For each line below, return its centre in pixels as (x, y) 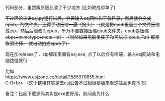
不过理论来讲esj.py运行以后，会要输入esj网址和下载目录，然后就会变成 (78, 18)
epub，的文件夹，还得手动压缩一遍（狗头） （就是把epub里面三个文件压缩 (82, 24)
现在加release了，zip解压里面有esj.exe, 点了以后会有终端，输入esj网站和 (80, 54)
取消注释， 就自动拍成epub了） (38, 43)
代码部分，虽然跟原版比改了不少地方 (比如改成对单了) (60, 7)
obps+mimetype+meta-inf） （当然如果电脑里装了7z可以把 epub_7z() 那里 (82, 37)
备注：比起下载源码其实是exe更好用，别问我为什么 (57, 93)
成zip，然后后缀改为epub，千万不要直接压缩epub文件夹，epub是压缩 (77, 31)
